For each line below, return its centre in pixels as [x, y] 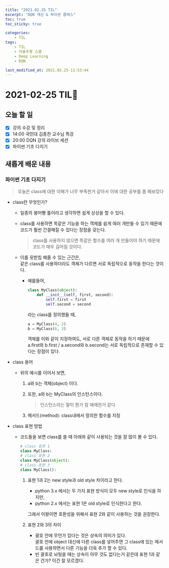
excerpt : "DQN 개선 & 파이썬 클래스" [40, 15]
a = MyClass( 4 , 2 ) [47, 324]
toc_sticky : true [23, 24]
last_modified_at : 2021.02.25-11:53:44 [47, 70]
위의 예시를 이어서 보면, [43, 373]
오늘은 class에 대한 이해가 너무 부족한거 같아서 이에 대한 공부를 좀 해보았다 [91, 192]
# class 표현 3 [35, 465]
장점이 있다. [49, 351]
